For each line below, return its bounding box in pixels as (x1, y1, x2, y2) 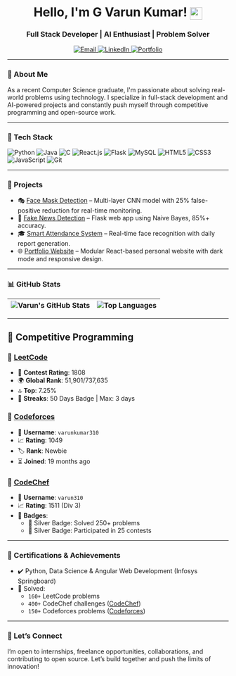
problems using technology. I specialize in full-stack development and (25, 93, 228, 101)
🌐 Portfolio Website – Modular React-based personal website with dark (17, 247, 223, 256)
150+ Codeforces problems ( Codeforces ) (27, 607, 146, 615)
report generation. (17, 239, 70, 248)
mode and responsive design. (17, 255, 104, 263)
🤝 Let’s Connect (7, 631, 63, 641)
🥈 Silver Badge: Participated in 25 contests (27, 526, 152, 534)
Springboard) (17, 577, 56, 585)
